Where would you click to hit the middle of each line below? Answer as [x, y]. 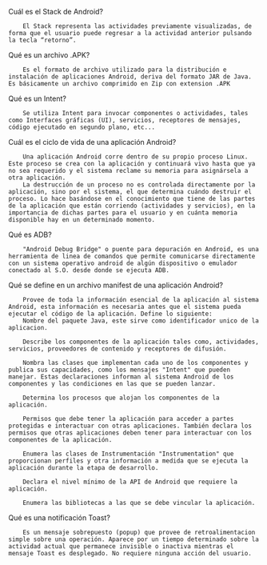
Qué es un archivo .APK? [49, 55]
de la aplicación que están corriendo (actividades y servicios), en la [132, 206]
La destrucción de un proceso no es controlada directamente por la [139, 185]
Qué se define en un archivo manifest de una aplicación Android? [116, 285]
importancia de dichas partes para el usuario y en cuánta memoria [123, 213]
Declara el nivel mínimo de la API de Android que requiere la [130, 482]
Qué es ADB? [30, 234]
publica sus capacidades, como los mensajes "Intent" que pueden [119, 370]
